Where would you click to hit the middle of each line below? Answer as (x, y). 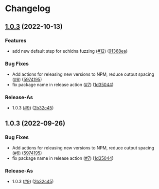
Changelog (28, 9)
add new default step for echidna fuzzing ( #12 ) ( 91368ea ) (70, 51)
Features (16, 41)
